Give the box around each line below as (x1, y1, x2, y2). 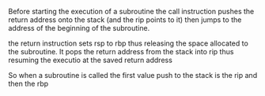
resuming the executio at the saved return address (8, 55, 172, 65)
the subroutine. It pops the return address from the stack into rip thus (8, 47, 234, 56)
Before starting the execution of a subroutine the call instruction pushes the (8, 7, 255, 16)
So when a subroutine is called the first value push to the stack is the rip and (8, 71, 258, 79)
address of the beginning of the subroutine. (8, 24, 150, 32)
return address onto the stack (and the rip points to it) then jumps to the (8, 15, 242, 24)
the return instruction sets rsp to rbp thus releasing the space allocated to (8, 39, 249, 48)
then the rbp (8, 79, 49, 88)
